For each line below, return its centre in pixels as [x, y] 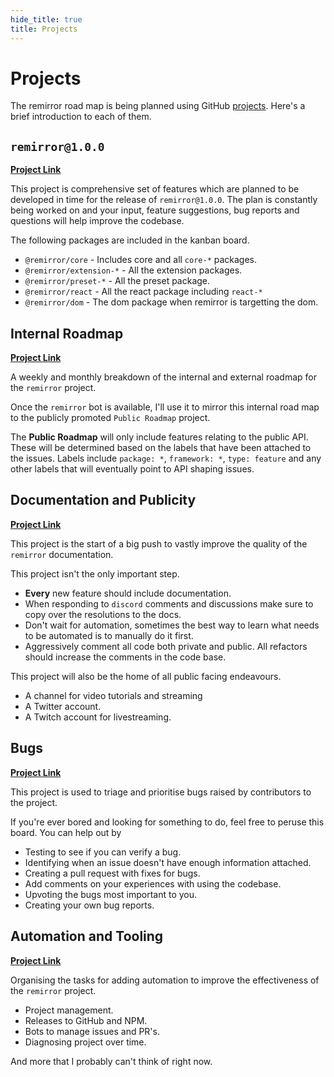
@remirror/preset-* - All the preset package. [117, 281]
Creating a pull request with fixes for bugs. [112, 873]
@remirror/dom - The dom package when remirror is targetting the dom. [171, 302]
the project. [34, 802]
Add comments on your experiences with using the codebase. [153, 883]
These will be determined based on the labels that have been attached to [161, 448]
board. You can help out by [66, 832]
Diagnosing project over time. [85, 1042]
